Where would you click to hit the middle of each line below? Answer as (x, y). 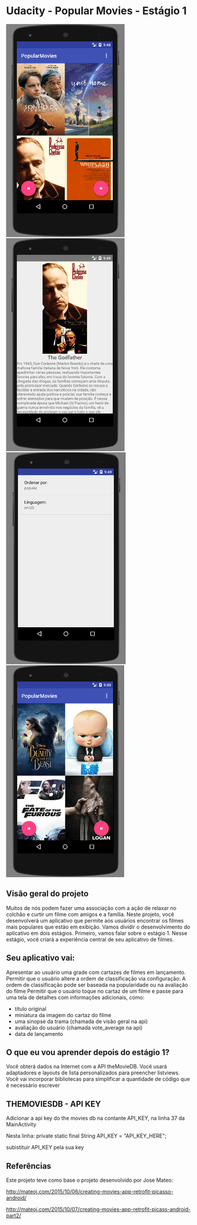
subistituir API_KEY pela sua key (45, 1148)
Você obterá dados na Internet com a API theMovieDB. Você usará (87, 1067)
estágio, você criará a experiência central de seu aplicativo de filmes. (90, 939)
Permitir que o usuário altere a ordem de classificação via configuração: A (96, 978)
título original (31, 1009)
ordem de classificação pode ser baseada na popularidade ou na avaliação (97, 985)
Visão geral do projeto (47, 894)
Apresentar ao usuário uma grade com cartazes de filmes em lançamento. (96, 972)
